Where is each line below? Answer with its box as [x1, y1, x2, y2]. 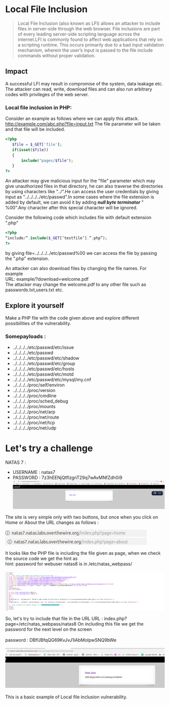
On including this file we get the [77, 621, 144, 627]
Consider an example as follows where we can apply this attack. [5, 115, 139, 122]
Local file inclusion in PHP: [5, 104, 72, 111]
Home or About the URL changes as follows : [5, 519, 99, 525]
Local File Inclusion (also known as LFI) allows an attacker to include [17, 20, 160, 26]
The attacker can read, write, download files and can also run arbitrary [5, 86, 153, 92]
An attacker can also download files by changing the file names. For [5, 265, 147, 271]
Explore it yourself [5, 301, 64, 310]
